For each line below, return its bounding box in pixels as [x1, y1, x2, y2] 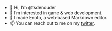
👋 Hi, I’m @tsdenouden [9, 5, 57, 10]
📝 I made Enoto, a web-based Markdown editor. [9, 15, 108, 20]
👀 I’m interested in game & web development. [9, 10, 103, 15]
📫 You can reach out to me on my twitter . [9, 20, 95, 26]
